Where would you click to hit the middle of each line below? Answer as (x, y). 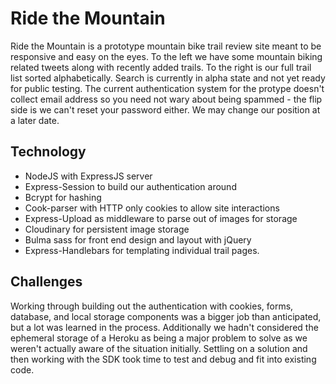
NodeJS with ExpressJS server (88, 176)
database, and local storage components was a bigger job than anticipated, (166, 316)
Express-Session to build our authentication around (130, 186)
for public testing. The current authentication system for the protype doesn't (167, 88)
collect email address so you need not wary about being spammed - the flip (166, 99)
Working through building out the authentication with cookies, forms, (152, 306)
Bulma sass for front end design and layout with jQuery (138, 239)
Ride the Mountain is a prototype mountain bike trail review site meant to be (166, 46)
